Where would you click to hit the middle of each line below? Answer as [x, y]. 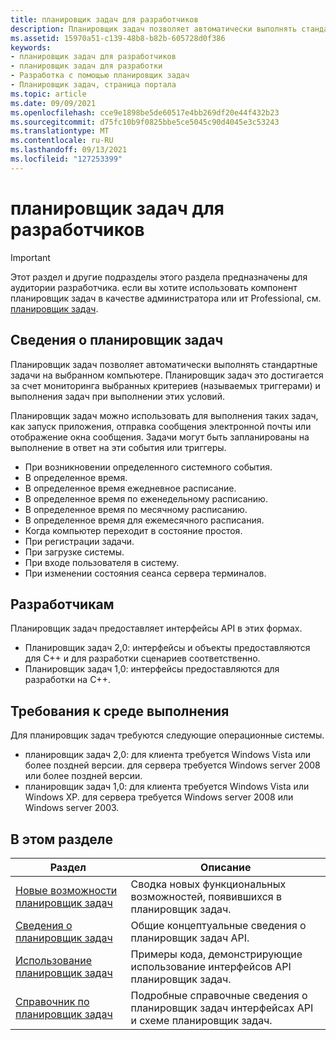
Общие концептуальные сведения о [218, 925]
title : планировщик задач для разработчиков [104, 19]
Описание [226, 867]
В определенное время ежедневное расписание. [130, 488]
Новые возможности [66, 890]
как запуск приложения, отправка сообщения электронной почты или [161, 426]
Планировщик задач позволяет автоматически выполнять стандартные [164, 364]
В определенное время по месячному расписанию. [136, 509]
